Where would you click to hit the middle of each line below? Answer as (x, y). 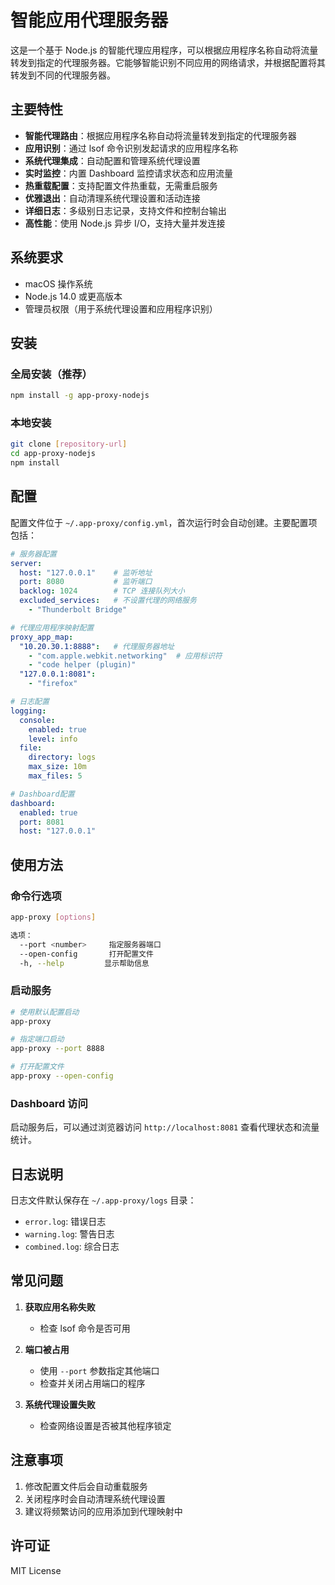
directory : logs (62, 757)
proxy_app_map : (42, 637)
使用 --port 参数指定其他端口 (99, 1370)
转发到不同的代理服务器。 (63, 75)
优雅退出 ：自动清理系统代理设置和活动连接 (112, 198)
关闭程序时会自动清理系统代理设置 (95, 1498)
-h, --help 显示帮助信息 (84, 963)
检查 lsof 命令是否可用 (85, 1328)
